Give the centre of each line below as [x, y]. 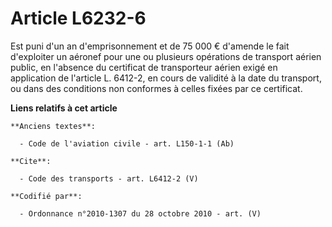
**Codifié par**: [46, 196]
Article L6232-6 [78, 18]
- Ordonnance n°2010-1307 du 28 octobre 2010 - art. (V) [140, 213]
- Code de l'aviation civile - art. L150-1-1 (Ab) [127, 143]
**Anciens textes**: [53, 126]
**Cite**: [31, 161]
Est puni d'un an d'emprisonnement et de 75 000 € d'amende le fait [150, 46]
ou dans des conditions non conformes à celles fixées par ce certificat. [156, 88]
